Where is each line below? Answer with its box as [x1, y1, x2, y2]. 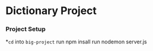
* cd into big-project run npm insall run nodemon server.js [5, 38, 147, 45]
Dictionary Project [5, 4, 97, 18]
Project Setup [5, 25, 46, 33]
